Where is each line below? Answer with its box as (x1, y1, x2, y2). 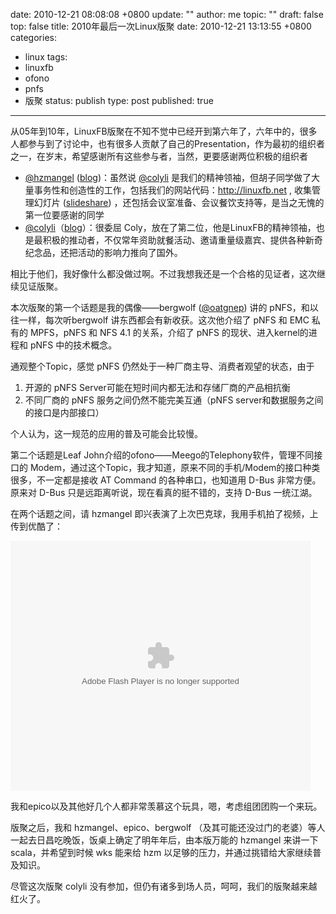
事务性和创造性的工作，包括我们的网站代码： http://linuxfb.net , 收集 (33, 184, 312, 196)
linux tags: (24, 51, 68, 63)
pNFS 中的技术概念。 (29, 339, 118, 351)
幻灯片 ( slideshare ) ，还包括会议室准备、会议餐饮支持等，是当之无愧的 (33, 197, 325, 208)
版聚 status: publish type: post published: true (24, 95, 214, 106)
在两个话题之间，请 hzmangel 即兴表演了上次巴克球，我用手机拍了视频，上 (10, 508, 319, 519)
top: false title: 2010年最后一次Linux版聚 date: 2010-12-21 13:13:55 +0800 (10, 20, 312, 32)
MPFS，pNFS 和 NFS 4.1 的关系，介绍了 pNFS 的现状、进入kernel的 (29, 327, 309, 338)
